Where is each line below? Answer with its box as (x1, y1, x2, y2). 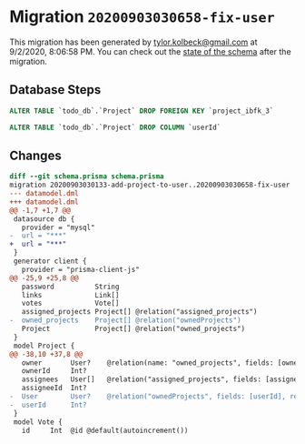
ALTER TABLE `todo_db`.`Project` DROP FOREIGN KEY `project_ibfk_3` (9, 106, 274, 116)
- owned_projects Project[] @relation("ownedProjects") (9, 316, 242, 325)
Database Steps (9, 82, 102, 97)
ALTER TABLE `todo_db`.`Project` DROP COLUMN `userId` (9, 123, 221, 132)
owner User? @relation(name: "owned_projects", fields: (21, 358, 274, 368)
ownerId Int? (21, 367, 88, 376)
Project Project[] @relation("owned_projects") (21, 325, 246, 334)
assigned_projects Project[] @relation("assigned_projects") (21, 308, 258, 317)
